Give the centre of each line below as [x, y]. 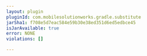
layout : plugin [25, 11]
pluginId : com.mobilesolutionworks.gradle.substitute [74, 17]
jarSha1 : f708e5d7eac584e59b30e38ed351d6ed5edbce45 [71, 22]
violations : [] [25, 39]
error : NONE [21, 34]
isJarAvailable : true [33, 28]
